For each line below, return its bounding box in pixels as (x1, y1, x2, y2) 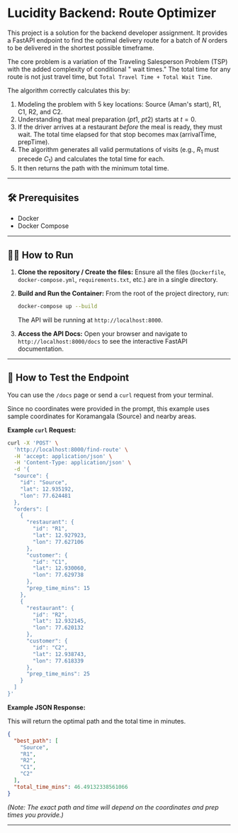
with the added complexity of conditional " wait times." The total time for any (7, 65, 231, 73)
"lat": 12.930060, (33, 565, 87, 572)
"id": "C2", (33, 644, 69, 651)
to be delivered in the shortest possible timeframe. (7, 43, 154, 52)
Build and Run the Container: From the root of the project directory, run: (17, 289, 229, 298)
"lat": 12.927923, (33, 532, 87, 539)
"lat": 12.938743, (33, 650, 87, 658)
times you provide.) (7, 810, 64, 819)
